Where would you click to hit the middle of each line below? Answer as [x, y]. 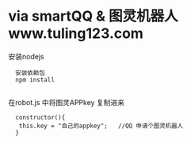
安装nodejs [27, 56]
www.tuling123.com [76, 34]
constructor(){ [40, 117]
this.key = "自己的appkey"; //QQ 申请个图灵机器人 [101, 126]
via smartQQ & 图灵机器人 [93, 16]
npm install [35, 80]
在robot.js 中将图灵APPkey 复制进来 [67, 102]
